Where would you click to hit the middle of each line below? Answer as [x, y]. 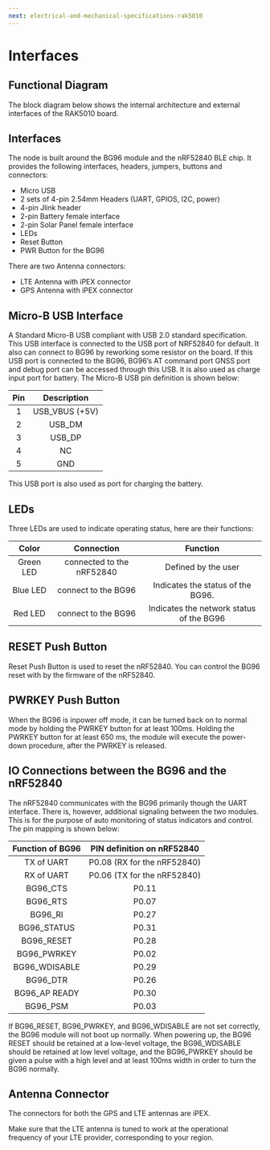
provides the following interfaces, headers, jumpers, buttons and [115, 167]
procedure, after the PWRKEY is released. [98, 745]
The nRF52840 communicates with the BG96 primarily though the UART [128, 803]
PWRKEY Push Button [64, 701]
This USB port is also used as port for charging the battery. [106, 484]
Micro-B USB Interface [66, 316]
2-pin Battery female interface [70, 216]
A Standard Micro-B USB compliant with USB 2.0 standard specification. [128, 335]
